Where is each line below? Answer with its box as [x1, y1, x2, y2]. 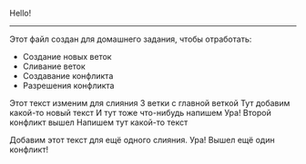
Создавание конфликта [22, 71, 114, 81]
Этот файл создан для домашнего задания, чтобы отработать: [9, 34, 252, 44]
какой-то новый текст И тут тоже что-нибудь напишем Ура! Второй [9, 108, 271, 118]
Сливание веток [22, 61, 87, 72]
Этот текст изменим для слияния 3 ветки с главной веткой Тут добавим [9, 98, 291, 108]
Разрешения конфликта [22, 81, 115, 91]
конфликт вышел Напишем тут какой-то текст [9, 117, 189, 128]
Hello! [9, 8, 32, 18]
